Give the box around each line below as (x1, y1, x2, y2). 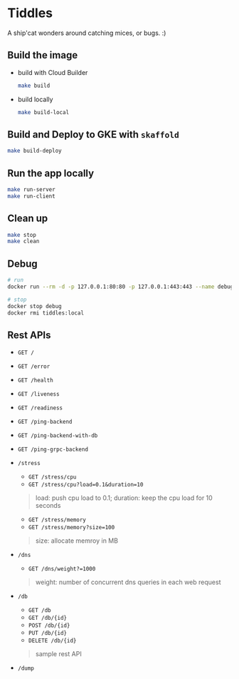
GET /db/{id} (28, 615, 68, 622)
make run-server (7, 186, 55, 193)
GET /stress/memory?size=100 (28, 524, 115, 531)
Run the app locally (7, 167, 95, 179)
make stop (7, 231, 37, 238)
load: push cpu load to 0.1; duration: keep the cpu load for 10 (35, 494, 213, 502)
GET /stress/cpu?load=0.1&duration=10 (28, 481, 144, 489)
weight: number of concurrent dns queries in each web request (35, 578, 221, 586)
